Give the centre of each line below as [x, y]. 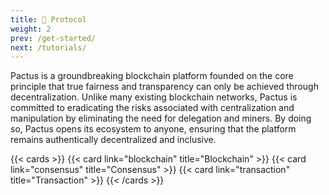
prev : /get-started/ [53, 38]
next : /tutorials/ [48, 47]
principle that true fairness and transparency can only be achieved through [164, 87]
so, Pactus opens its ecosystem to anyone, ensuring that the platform [153, 129]
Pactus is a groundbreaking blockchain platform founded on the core [152, 76]
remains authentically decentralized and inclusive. [113, 140]
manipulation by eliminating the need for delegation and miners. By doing [161, 118]
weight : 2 [31, 29]
